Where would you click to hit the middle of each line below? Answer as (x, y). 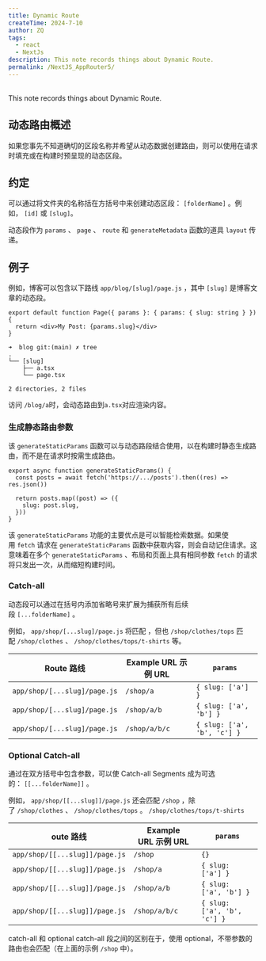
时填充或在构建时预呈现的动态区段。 (67, 155)
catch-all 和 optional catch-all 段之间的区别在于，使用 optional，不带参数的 (130, 939)
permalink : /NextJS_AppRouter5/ (61, 67)
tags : (17, 38)
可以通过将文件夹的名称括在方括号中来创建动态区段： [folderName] (117, 204)
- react (28, 45)
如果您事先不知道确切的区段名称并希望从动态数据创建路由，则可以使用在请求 (133, 145)
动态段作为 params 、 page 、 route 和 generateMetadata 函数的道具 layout (128, 230)
